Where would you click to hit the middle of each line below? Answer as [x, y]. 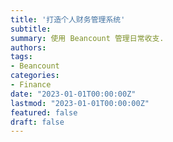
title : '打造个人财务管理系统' [68, 19]
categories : [35, 76]
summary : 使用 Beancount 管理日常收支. [87, 38]
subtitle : [31, 29]
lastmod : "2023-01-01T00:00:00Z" [80, 103]
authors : [28, 47]
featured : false [44, 112]
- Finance [31, 85]
